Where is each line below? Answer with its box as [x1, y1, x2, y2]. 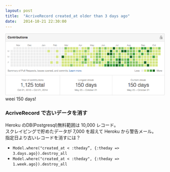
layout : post [5, 8, 33, 13]
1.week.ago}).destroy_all [12, 161, 67, 166]
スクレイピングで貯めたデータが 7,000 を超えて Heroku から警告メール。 [5, 128, 157, 134]
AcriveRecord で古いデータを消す [5, 109, 88, 117]
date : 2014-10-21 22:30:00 [5, 19, 67, 24]
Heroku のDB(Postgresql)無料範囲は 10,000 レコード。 [5, 122, 119, 128]
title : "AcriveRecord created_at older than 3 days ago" [5, 13, 130, 19]
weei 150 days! [5, 96, 36, 102]
